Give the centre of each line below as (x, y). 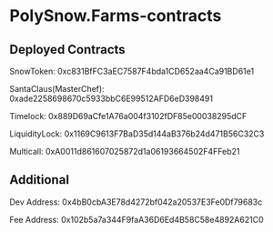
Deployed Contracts (67, 50)
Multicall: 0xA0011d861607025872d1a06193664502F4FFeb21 (125, 151)
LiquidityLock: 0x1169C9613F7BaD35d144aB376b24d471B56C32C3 (137, 134)
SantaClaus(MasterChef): (57, 89)
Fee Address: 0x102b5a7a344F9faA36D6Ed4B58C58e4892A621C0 (136, 219)
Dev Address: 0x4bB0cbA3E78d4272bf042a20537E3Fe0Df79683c (136, 202)
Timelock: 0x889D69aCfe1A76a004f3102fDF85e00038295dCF (128, 116)
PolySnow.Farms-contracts (116, 16)
